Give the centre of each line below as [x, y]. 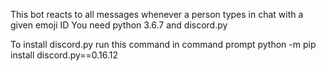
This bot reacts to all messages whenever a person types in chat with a [157, 14]
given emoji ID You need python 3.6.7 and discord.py [119, 25]
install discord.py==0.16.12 [64, 55]
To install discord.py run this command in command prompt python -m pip [163, 44]
